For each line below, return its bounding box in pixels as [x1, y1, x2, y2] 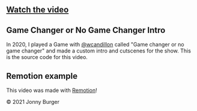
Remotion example [6, 71, 78, 81]
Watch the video [6, 5, 69, 15]
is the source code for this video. [6, 54, 88, 61]
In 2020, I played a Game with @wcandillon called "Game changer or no [6, 41, 184, 48]
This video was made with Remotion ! [6, 87, 97, 94]
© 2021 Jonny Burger [6, 98, 60, 106]
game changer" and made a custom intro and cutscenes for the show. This [6, 47, 191, 54]
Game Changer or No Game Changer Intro [6, 25, 166, 35]
